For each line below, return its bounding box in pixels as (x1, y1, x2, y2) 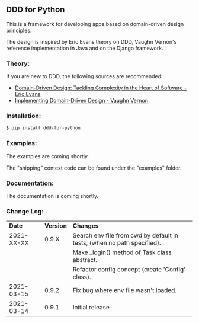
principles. (6, 27, 32, 34)
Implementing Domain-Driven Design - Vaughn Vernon (14, 97, 148, 104)
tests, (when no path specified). (72, 239, 161, 247)
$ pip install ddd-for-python (6, 125, 81, 131)
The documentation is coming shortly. (6, 192, 99, 199)
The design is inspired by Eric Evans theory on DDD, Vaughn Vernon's (6, 38, 177, 45)
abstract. (72, 256, 98, 264)
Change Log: (6, 207, 44, 215)
